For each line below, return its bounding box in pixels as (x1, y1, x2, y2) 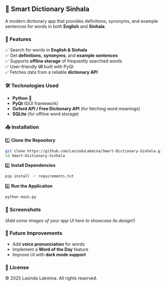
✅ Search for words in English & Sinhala (5, 47, 87, 53)
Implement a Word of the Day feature (12, 246, 89, 252)
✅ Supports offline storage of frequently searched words (5, 58, 123, 64)
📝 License (5, 264, 29, 271)
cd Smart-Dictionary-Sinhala (5, 153, 65, 158)
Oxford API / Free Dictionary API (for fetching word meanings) (12, 106, 140, 112)
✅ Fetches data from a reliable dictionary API (5, 69, 98, 75)
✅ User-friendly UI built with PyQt (5, 64, 74, 70)
